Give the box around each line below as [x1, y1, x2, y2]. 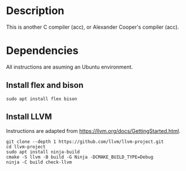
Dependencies [6, 44, 79, 57]
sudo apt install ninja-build [6, 149, 80, 155]
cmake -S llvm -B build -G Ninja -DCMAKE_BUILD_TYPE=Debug [6, 154, 154, 160]
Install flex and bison [6, 80, 84, 90]
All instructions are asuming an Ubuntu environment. [6, 63, 133, 70]
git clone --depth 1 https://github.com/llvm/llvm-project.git [6, 139, 164, 145]
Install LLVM [6, 112, 52, 122]
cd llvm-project [6, 143, 46, 150]
